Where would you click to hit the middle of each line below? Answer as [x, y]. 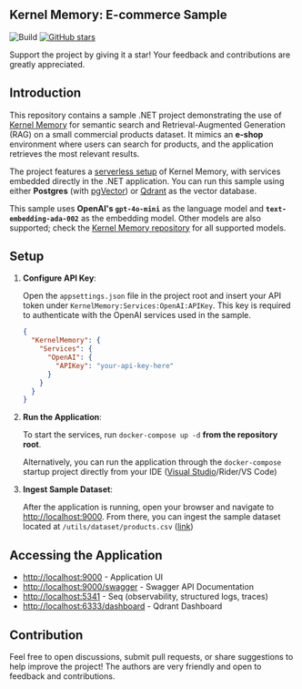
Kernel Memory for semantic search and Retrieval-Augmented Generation [148, 124]
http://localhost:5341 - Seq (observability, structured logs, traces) [145, 597]
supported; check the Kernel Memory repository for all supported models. [148, 228]
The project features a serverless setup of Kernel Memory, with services [145, 171]
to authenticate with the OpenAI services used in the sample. [137, 315]
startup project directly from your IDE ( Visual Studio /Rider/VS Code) [150, 472]
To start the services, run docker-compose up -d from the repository [150, 435]
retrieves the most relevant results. [75, 153]
